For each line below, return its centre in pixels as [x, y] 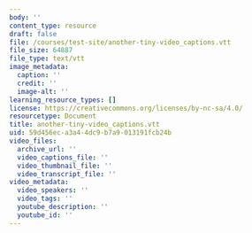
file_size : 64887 [41, 50]
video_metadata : [39, 183]
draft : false [33, 34]
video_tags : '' [45, 199]
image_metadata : [39, 67]
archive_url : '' [47, 149]
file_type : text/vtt [47, 58]
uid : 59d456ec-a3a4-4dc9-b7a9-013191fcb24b [91, 133]
